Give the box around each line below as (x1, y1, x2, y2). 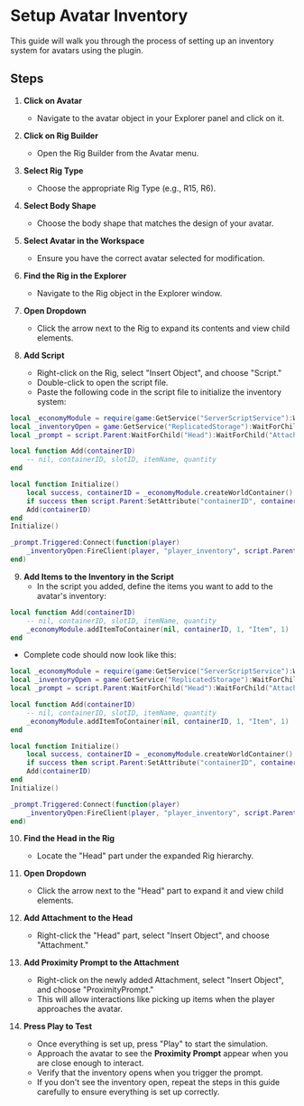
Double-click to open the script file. (36, 377, 169, 388)
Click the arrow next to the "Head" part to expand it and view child (36, 886, 284, 896)
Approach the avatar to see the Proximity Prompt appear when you (36, 1048, 289, 1059)
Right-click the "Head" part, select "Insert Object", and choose (36, 930, 270, 941)
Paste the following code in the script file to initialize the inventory (36, 386, 282, 398)
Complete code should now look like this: (23, 650, 177, 661)
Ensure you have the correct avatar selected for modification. (36, 252, 265, 263)
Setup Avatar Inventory (10, 5, 189, 26)
